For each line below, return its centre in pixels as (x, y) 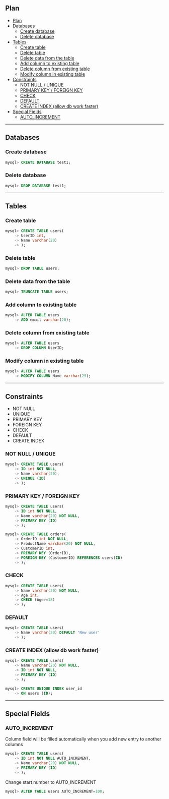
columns (14, 745)
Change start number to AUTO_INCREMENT (51, 782)
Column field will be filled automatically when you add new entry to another (83, 739)
